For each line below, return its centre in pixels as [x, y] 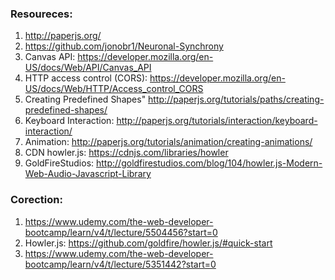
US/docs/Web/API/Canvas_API [88, 68]
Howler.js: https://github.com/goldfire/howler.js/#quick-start [148, 243]
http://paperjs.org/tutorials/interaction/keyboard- [217, 121]
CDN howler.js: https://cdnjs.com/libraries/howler [126, 153]
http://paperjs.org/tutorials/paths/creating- [236, 99]
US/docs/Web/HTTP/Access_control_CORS [114, 89]
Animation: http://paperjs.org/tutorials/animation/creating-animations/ [168, 142]
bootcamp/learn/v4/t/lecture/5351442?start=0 [120, 264]
